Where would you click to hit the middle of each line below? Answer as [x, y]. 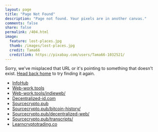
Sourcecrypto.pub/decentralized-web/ [51, 114]
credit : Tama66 [25, 50]
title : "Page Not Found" [30, 14]
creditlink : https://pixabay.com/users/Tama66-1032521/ [67, 55]
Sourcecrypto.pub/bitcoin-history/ [46, 109]
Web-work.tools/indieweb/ [39, 93]
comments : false [21, 23]
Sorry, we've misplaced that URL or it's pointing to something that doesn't [79, 68]
